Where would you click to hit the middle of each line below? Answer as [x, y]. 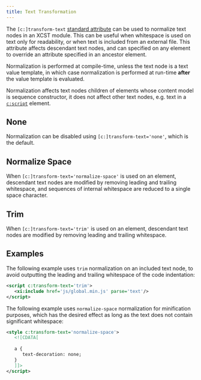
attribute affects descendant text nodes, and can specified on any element [98, 48]
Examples [25, 254]
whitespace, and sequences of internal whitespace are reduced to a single [98, 189]
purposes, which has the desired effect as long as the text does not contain [100, 315]
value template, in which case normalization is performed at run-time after [98, 72]
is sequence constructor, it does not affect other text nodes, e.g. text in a [96, 97]
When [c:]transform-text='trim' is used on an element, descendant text [97, 229]
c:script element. [28, 103]
